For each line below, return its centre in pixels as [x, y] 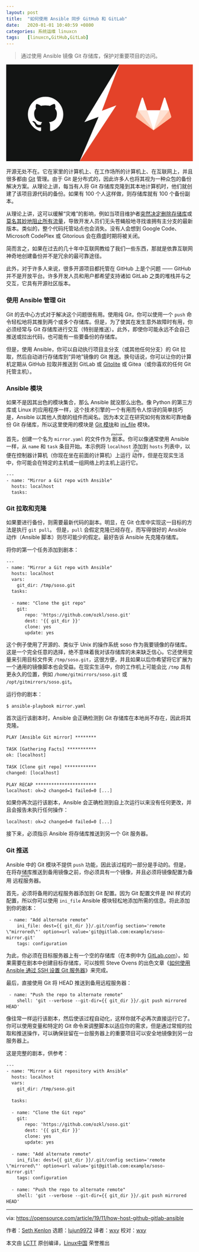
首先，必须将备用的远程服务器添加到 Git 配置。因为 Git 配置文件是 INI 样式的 [99, 893]
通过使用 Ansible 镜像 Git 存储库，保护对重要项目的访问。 [91, 56]
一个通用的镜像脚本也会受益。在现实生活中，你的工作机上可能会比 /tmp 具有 [99, 667]
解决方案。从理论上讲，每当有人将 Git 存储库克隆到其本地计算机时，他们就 [97, 186]
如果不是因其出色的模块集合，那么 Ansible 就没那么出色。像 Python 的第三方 [99, 403]
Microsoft [18, 236]
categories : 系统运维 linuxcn [41, 31]
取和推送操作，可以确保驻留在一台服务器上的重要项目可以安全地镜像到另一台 [99, 1033]
